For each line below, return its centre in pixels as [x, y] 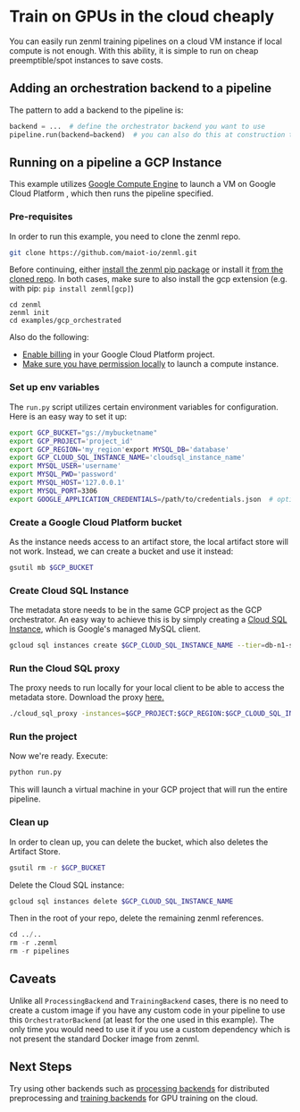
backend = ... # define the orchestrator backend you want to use [137, 126]
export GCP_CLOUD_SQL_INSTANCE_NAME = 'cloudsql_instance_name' [127, 458]
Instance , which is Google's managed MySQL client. [105, 629]
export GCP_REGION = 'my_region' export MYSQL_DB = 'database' [119, 449]
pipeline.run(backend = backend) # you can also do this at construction [147, 135]
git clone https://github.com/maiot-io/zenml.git [104, 252]
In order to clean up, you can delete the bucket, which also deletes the [139, 842]
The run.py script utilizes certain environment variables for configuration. [144, 407]
